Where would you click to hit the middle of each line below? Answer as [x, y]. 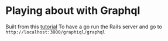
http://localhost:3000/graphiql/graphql [56, 32]
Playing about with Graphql [73, 11]
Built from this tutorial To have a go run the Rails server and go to [84, 27]
